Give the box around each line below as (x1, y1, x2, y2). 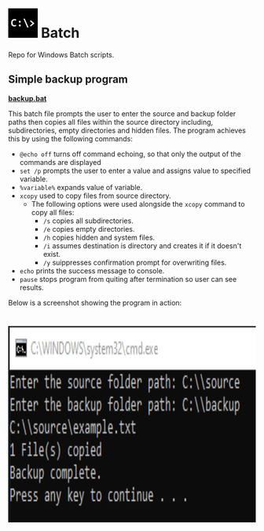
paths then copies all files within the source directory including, (8, 117, 214, 126)
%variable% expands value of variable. (19, 182, 143, 192)
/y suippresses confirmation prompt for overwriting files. (42, 258, 227, 267)
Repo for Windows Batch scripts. (8, 49, 115, 59)
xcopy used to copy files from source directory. (19, 191, 171, 200)
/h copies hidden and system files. (42, 233, 156, 242)
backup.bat (8, 93, 47, 103)
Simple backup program (8, 73, 128, 86)
